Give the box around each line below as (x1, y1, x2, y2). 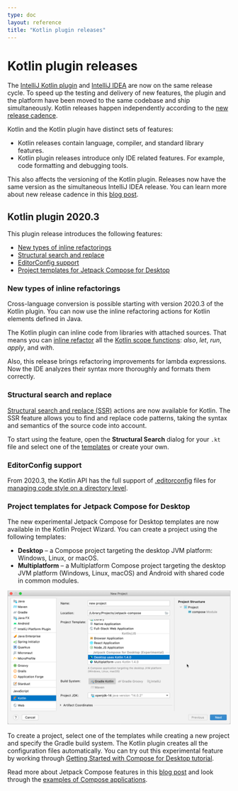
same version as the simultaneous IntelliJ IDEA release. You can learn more (7, 183, 227, 191)
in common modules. (17, 576, 79, 585)
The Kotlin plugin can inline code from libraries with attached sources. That (7, 328, 227, 337)
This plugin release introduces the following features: (7, 230, 163, 238)
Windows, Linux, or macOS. (17, 554, 99, 563)
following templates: (7, 532, 67, 542)
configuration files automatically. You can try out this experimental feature (7, 746, 223, 755)
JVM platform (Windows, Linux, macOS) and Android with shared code (17, 569, 225, 578)
